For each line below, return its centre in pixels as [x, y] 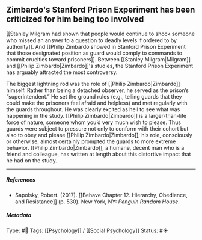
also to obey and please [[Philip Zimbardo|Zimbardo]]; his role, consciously [99, 135]
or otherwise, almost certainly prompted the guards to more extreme [91, 141]
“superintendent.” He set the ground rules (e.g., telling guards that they [94, 96]
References [21, 180]
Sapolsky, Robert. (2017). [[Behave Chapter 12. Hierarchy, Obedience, [101, 195]
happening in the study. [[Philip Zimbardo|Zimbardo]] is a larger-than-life [96, 115]
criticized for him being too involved [75, 20]
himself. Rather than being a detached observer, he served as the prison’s [98, 90]
